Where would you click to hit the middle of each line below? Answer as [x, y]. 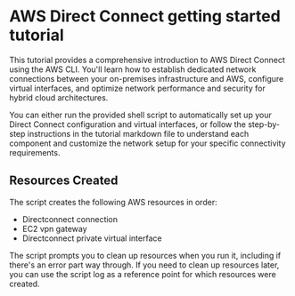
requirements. [35, 152]
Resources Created [64, 181]
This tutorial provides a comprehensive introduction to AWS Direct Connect [147, 60]
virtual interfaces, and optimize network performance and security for [137, 88]
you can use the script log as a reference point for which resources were [143, 274]
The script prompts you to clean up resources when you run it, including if [145, 255]
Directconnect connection [70, 219]
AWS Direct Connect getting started [145, 16]
